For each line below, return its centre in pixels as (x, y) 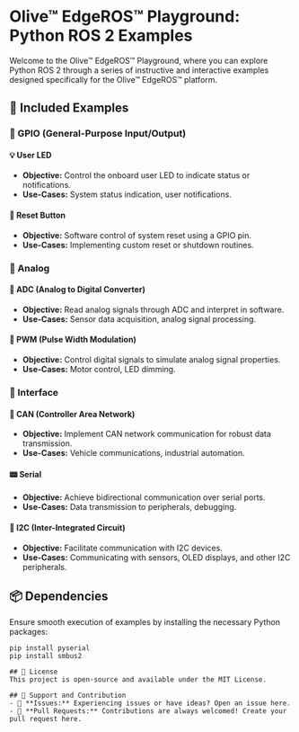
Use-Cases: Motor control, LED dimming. (99, 369)
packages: (29, 632)
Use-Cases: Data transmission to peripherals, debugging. (129, 507)
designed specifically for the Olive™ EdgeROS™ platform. (114, 79)
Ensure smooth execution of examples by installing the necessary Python (145, 622)
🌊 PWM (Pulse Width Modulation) (73, 340)
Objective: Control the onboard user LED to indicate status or (136, 175)
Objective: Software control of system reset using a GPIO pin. (137, 235)
